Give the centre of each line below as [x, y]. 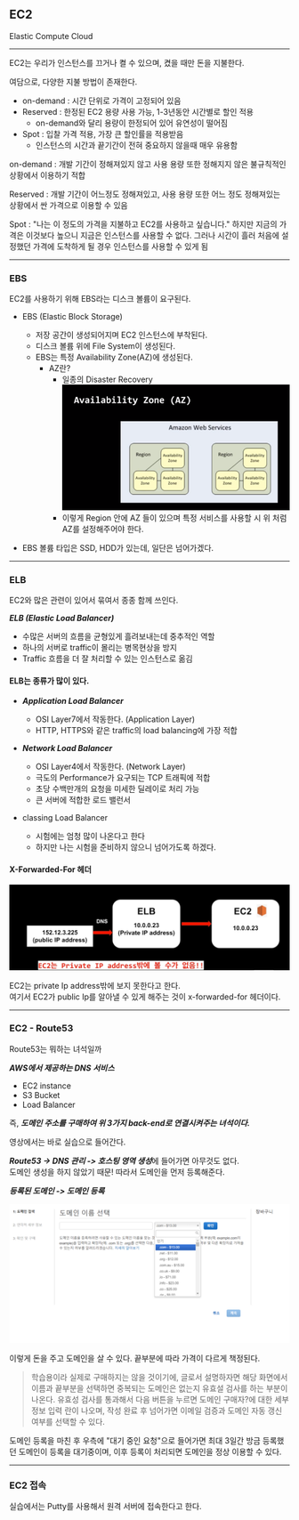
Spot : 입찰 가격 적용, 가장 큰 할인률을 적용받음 [103, 133]
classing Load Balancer [65, 818]
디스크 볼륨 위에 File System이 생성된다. [105, 346]
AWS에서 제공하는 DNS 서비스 [62, 1068]
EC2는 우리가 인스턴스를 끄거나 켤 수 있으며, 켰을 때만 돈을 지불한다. [127, 62]
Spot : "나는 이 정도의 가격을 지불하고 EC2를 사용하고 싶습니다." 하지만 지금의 [143, 224]
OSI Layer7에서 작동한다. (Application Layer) [115, 719]
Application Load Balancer [73, 701]
